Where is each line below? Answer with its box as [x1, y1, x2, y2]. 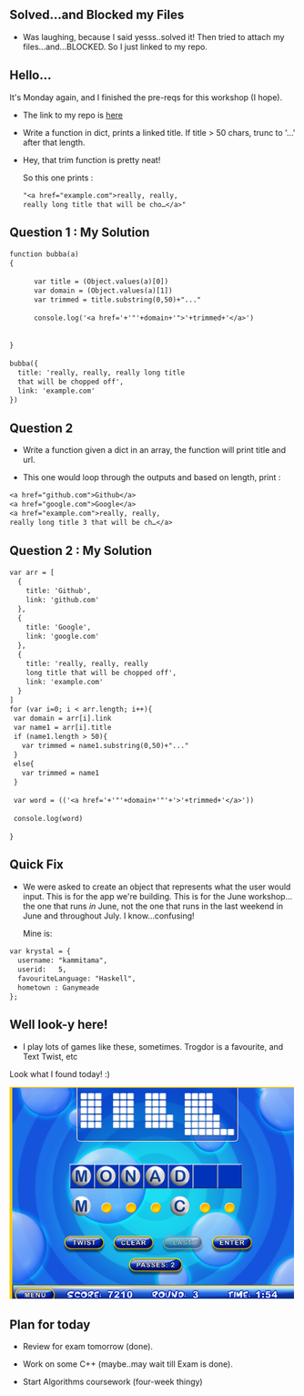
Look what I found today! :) [9, 1068, 111, 1079]
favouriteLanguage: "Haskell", [17, 974, 137, 983]
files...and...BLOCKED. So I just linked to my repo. [22, 41, 208, 52]
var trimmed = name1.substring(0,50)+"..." [21, 742, 189, 751]
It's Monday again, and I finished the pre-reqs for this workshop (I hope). [9, 91, 283, 103]
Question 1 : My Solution [9, 225, 150, 241]
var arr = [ [9, 569, 55, 578]
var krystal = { [9, 947, 71, 956]
